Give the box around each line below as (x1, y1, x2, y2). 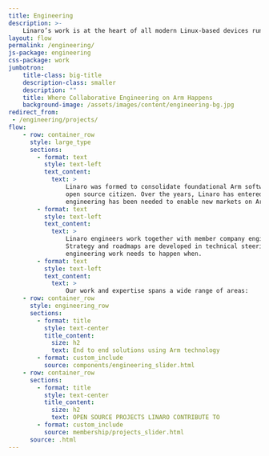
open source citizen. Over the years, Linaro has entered (65, 190, 263, 198)
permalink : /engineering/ (8, 42, 94, 50)
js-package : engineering (8, 49, 91, 57)
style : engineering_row (29, 302, 110, 310)
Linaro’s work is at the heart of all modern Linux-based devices (22, 26, 249, 34)
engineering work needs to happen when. (65, 250, 203, 258)
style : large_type (29, 138, 91, 146)
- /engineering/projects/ (11, 116, 98, 124)
